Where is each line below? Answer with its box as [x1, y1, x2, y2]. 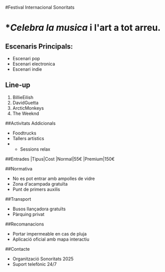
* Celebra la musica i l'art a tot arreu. [5, 22, 161, 33]
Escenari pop [12, 56, 40, 61]
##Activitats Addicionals [5, 120, 56, 126]
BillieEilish [12, 94, 34, 100]
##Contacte [5, 246, 30, 252]
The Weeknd [12, 110, 39, 116]
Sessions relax [20, 146, 50, 152]
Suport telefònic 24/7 [12, 261, 57, 267]
